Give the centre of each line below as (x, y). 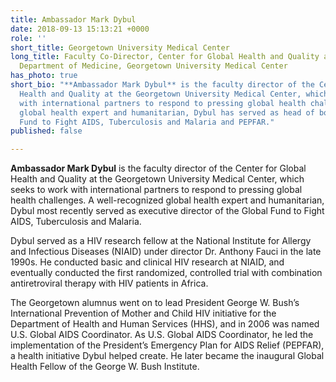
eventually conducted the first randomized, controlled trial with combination (166, 273)
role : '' (28, 38)
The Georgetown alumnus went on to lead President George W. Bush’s (155, 303)
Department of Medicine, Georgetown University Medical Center (153, 66)
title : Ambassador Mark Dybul (73, 19)
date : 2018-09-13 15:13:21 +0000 (80, 29)
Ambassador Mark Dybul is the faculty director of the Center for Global (158, 168)
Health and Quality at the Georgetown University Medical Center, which (157, 179)
